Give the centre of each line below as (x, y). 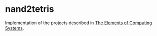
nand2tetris (30, 9)
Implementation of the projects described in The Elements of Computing (78, 23)
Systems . (15, 28)
